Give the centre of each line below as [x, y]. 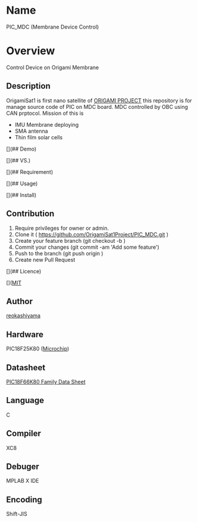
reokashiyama [23, 315]
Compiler [24, 434]
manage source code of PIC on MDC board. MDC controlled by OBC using [97, 107]
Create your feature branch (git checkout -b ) [70, 240]
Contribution [30, 214]
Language [25, 400]
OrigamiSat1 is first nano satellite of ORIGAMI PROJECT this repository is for [99, 100]
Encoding [24, 500]
